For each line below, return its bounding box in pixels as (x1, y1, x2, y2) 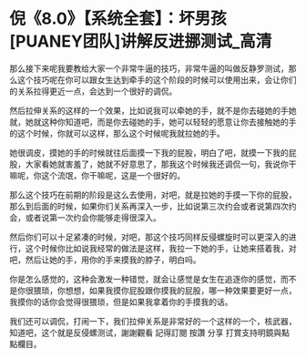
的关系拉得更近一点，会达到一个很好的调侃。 (9, 86, 178, 97)
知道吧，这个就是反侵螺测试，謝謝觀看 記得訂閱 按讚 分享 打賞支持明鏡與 (9, 327, 282, 338)
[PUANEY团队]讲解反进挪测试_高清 (9, 31, 272, 52)
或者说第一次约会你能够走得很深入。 (25, 211, 161, 223)
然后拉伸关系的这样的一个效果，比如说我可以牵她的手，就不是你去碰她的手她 (9, 105, 297, 116)
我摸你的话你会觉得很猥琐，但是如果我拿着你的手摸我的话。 (9, 296, 233, 307)
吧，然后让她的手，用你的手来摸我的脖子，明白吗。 (9, 254, 201, 265)
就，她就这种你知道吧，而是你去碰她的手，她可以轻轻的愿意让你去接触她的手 (9, 116, 297, 128)
